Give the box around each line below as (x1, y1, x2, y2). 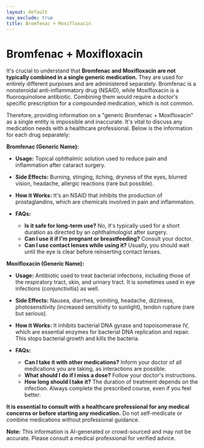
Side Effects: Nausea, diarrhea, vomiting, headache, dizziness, (15, 297, 175, 304)
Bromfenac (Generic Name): (6, 143, 79, 150)
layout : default (6, 9, 48, 15)
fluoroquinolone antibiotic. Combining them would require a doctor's (6, 93, 178, 101)
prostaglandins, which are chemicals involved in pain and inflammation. (15, 198, 195, 206)
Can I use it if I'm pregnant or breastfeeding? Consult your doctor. (24, 235, 193, 242)
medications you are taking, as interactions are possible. (24, 365, 167, 373)
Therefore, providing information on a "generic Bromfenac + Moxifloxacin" (6, 112, 194, 119)
